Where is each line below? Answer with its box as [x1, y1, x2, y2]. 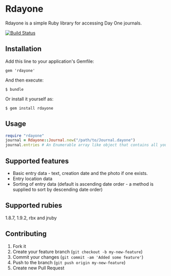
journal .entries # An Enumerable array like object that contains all [5, 142, 158, 148]
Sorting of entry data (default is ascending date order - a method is [12, 181, 154, 187]
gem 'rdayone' [5, 68, 36, 73]
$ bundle [5, 87, 24, 92]
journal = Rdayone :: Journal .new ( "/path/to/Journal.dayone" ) [5, 138, 136, 143]
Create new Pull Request [12, 265, 65, 271]
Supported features [5, 157, 69, 165]
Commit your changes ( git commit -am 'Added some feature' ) [12, 254, 144, 260]
